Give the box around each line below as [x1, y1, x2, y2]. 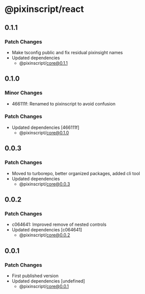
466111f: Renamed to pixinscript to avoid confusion [11, 100, 116, 106]
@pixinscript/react [4, 3, 84, 15]
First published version [11, 273, 59, 279]
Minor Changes [4, 90, 43, 97]
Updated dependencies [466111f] [11, 124, 80, 130]
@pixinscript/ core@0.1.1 [19, 60, 68, 66]
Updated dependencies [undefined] [11, 278, 85, 284]
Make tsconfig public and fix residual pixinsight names [11, 49, 123, 55]
